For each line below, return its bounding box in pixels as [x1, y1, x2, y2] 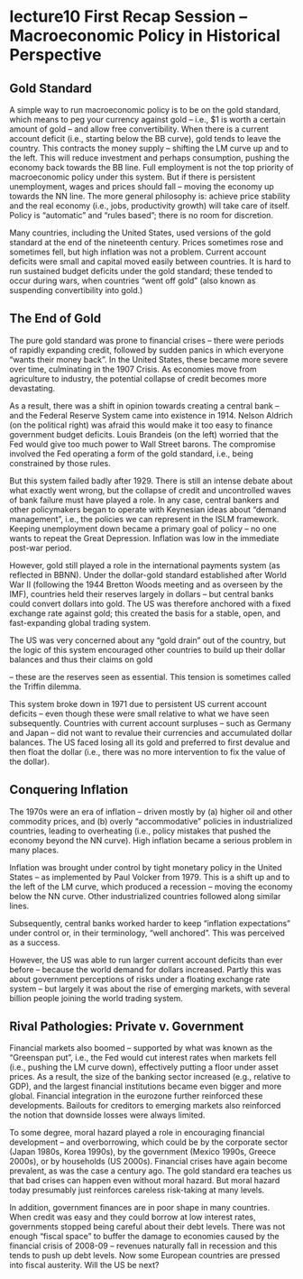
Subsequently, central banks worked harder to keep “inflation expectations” [9, 917, 291, 928]
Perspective [9, 45, 102, 65]
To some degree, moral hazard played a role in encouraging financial [9, 1127, 265, 1138]
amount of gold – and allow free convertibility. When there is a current [9, 124, 269, 134]
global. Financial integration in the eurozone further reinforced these [9, 1090, 263, 1101]
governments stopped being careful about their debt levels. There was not [9, 1221, 286, 1232]
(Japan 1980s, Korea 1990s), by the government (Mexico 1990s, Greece [9, 1146, 277, 1157]
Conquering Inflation [9, 782, 129, 797]
